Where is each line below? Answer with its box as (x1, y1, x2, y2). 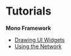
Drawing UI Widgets (14, 36, 65, 43)
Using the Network (14, 43, 62, 50)
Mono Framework (5, 24, 52, 32)
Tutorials (5, 4, 52, 18)
